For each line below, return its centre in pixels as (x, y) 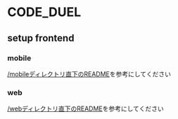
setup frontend (41, 38)
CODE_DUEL (44, 12)
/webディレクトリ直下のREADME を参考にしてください (85, 108)
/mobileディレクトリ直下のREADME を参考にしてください (89, 73)
